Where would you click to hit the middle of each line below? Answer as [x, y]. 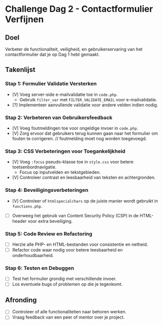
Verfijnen [24, 19]
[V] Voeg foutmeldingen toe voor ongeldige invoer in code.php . [75, 128]
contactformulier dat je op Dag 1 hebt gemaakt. [52, 54]
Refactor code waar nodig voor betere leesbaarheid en [68, 250]
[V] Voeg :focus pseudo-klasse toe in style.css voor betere [73, 162]
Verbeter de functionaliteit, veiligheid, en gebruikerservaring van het [74, 49]
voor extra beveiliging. [50, 221]
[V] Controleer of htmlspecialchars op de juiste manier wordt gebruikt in [85, 201]
